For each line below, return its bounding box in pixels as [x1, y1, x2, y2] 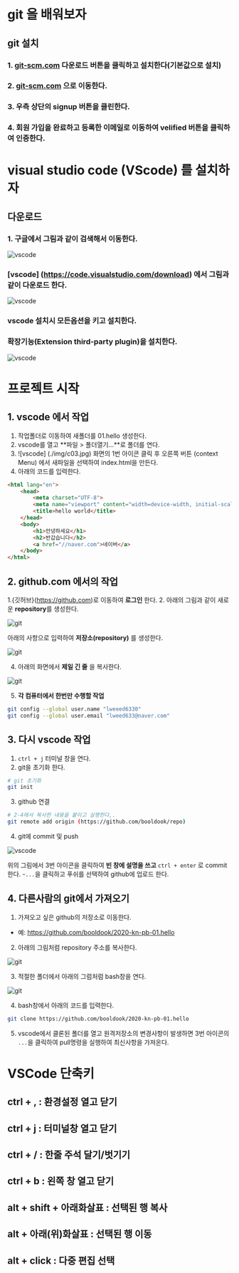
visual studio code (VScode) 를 [7, 162, 193, 179]
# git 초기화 [7, 777, 41, 784]
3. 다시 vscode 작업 [7, 734, 91, 746]
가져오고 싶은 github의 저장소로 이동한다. [17, 913, 132, 921]
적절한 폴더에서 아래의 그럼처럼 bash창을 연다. [17, 972, 147, 980]
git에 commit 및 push [17, 832, 79, 841]
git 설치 [7, 37, 39, 49]
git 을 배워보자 [7, 6, 87, 23]
